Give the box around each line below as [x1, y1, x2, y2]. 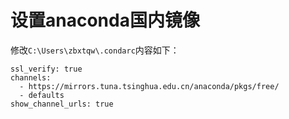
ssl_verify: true [10, 64, 83, 74]
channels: [10, 72, 52, 83]
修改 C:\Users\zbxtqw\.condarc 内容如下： [10, 44, 180, 56]
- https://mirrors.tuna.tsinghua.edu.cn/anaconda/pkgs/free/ [19, 81, 280, 91]
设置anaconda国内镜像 [10, 9, 200, 32]
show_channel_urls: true [10, 99, 114, 109]
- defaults [19, 90, 65, 100]
